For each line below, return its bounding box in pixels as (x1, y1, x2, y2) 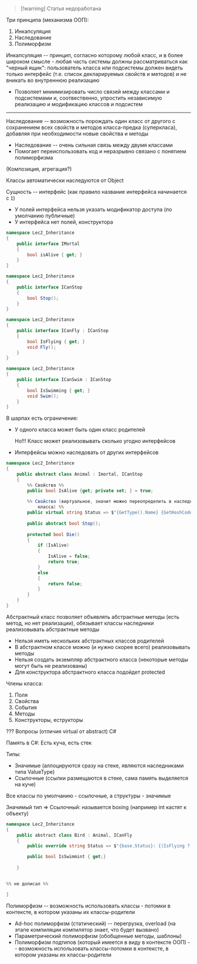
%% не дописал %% (6, 880, 49, 887)
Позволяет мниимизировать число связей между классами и (14, 88, 170, 95)
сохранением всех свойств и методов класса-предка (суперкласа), (6, 124, 178, 131)
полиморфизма (14, 154, 53, 161)
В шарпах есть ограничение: (6, 415, 79, 422)
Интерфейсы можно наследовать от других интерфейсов (14, 449, 159, 456)
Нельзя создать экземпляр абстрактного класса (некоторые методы (14, 656, 189, 663)
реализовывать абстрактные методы (6, 625, 100, 632)
